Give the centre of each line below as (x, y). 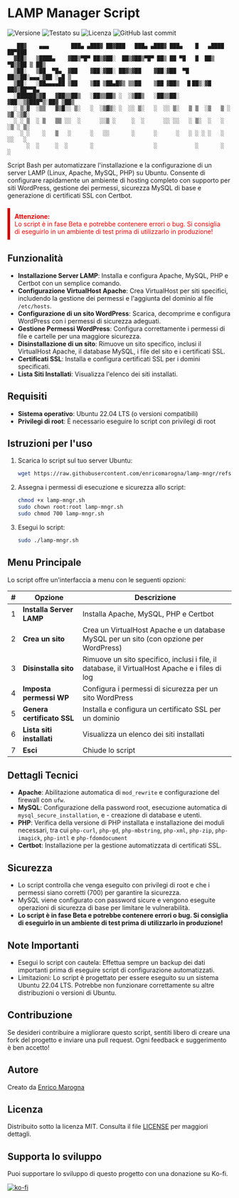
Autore (23, 1070)
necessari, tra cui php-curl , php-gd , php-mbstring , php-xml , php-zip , (116, 830)
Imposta (37, 688)
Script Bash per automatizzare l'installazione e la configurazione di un (110, 165)
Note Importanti (43, 945)
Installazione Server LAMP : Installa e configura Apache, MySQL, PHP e (123, 275)
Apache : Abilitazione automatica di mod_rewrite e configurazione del (118, 792)
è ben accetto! (28, 1047)
